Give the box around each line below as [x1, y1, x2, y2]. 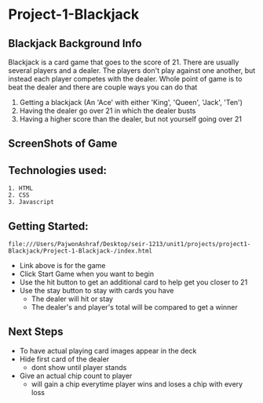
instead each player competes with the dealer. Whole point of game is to [8, 74, 243, 83]
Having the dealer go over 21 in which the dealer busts [19, 106, 196, 115]
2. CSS [8, 191, 30, 199]
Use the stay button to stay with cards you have [19, 286, 174, 296]
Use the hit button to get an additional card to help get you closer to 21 [19, 278, 248, 287]
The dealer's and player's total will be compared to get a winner [31, 303, 238, 312]
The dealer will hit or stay [31, 294, 114, 303]
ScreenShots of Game [8, 137, 118, 151]
